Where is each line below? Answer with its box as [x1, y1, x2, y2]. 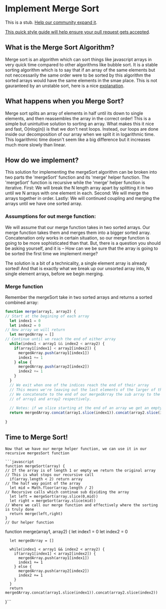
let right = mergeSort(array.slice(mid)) [9, 498, 96, 503]
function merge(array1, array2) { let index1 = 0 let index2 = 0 [5, 528, 128, 534]
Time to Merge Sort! [5, 433, 68, 442]
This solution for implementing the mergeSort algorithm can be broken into [5, 169, 157, 175]
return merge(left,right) [9, 511, 63, 516]
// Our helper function [5, 520, 54, 525]
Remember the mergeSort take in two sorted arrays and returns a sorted [5, 294, 152, 300]
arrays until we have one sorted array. [5, 201, 83, 207]
